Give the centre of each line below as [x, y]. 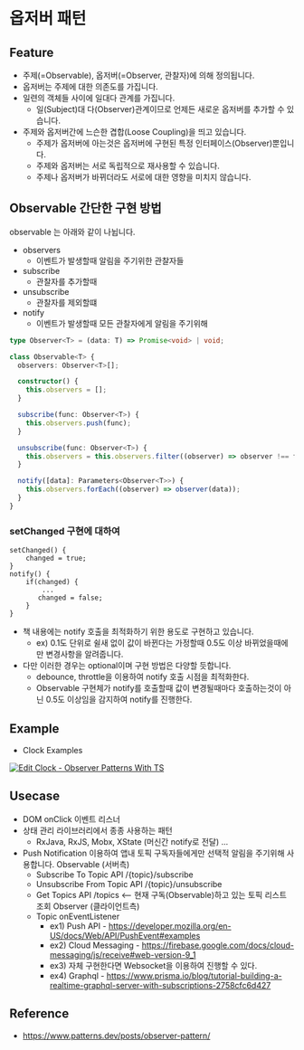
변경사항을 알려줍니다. [85, 654]
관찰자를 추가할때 [66, 281]
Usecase [35, 796]
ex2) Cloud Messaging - [95, 945]
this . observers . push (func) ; [78, 423]
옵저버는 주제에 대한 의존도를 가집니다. [90, 86]
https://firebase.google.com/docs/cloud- [218, 945]
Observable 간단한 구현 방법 [85, 208]
